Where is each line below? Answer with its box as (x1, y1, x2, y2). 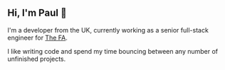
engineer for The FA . (7, 33, 68, 42)
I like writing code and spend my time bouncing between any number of (7, 47, 219, 55)
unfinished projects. (7, 54, 66, 63)
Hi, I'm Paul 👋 (7, 7, 67, 19)
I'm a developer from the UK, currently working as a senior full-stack (7, 25, 209, 34)
